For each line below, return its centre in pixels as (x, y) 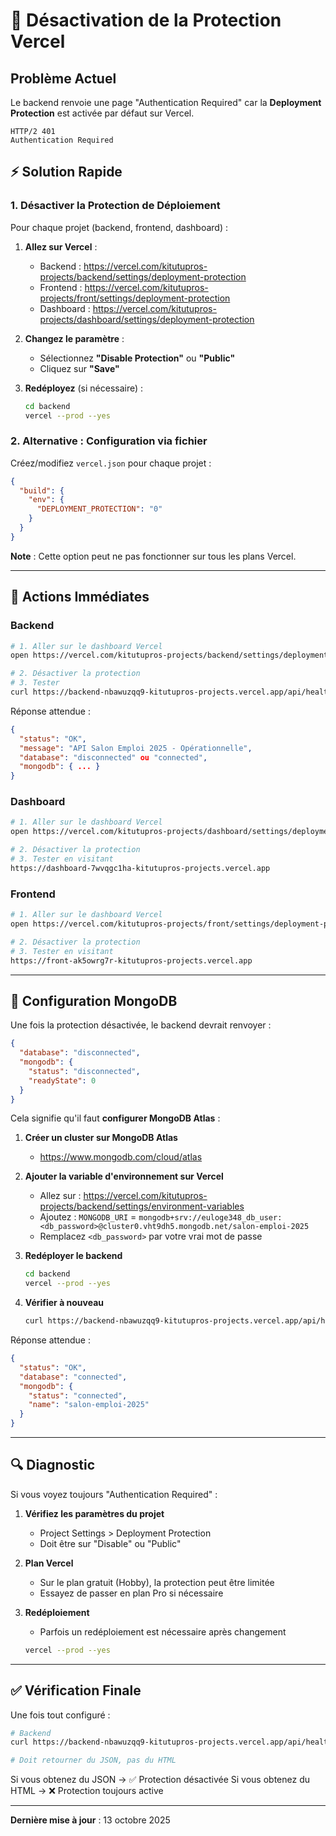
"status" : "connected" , (78, 1395)
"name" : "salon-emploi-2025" (89, 1405)
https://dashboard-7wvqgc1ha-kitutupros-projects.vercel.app (140, 868)
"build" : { (42, 490)
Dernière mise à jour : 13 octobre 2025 (90, 1820)
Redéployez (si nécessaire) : (84, 388)
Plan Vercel (49, 1563)
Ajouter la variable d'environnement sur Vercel (124, 1176)
